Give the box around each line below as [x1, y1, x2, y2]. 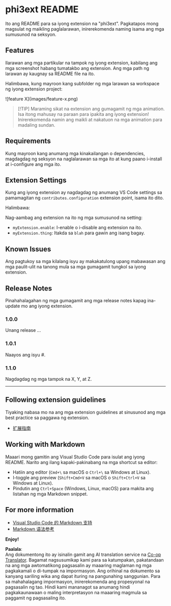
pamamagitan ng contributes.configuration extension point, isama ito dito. [5, 195, 164, 201]
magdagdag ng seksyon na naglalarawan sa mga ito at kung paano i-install [5, 156, 162, 162]
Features [5, 46, 34, 55]
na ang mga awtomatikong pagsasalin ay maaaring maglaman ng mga [5, 563, 152, 569]
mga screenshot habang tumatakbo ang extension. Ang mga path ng [5, 65, 149, 71]
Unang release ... [5, 327, 41, 333]
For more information [5, 505, 74, 514]
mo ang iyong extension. [21, 303, 73, 309]
